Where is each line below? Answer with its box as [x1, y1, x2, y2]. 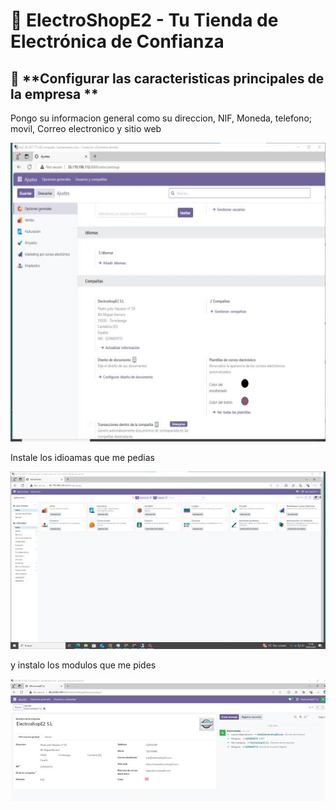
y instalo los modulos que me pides [10, 659, 157, 671]
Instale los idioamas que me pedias [10, 452, 155, 464]
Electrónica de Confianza [10, 30, 225, 53]
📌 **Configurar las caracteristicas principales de [10, 70, 325, 87]
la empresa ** [10, 85, 99, 103]
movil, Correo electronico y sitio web [10, 123, 162, 134]
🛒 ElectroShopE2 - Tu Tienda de [10, 9, 279, 32]
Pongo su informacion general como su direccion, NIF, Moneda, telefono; [10, 112, 312, 124]
